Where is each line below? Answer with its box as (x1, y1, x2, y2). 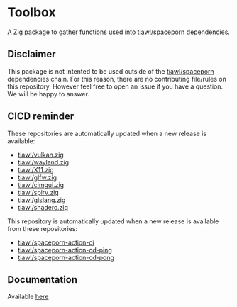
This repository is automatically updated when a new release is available (7, 217, 219, 225)
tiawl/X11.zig (17, 165, 55, 174)
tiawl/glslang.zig (17, 196, 66, 204)
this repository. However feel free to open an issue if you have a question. (7, 82, 224, 91)
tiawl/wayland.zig (17, 157, 70, 167)
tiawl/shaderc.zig (17, 203, 69, 211)
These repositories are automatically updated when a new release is (7, 129, 207, 138)
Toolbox (7, 4, 56, 21)
